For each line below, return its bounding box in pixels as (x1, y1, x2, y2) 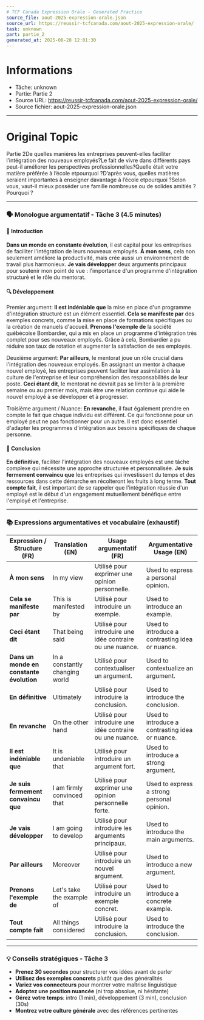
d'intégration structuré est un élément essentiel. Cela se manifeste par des (6, 310, 194, 317)
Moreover (52, 860, 81, 868)
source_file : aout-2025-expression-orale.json (6, 15, 126, 21)
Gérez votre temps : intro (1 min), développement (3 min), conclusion (15, 994, 187, 1001)
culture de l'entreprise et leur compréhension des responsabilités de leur (6, 374, 188, 381)
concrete (146, 896, 172, 905)
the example (52, 893, 88, 901)
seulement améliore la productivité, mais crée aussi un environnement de (6, 254, 189, 261)
